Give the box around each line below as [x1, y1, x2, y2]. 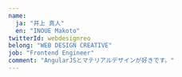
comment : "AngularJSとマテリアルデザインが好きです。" [8, 57, 175, 65]
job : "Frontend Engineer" [8, 49, 94, 57]
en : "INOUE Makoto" [15, 26, 81, 34]
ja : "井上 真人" [15, 19, 65, 27]
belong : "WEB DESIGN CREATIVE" [8, 42, 113, 50]
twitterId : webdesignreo [8, 34, 91, 43]
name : [8, 11, 26, 20]
